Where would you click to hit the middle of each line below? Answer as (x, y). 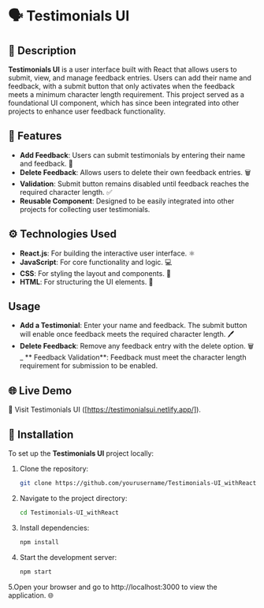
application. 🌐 (31, 595)
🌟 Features (35, 136)
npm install (39, 542)
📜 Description (42, 50)
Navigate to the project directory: (73, 498)
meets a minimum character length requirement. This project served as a (126, 95)
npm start (36, 572)
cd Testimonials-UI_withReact (69, 513)
